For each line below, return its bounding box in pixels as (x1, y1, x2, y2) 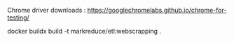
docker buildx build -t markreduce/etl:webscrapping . (7, 27, 162, 35)
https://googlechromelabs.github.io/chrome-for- (87, 6, 227, 14)
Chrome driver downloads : (7, 6, 86, 14)
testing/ (7, 13, 29, 22)
